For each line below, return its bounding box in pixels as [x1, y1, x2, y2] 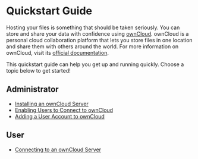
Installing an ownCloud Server [14, 100, 89, 107]
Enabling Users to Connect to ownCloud [14, 106, 114, 114]
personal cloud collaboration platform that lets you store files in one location [6, 36, 193, 43]
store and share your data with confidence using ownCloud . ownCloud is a [6, 30, 189, 37]
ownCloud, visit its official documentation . [6, 49, 109, 56]
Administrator [6, 85, 59, 95]
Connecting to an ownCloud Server [14, 146, 102, 153]
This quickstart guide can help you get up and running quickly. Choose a [6, 61, 184, 68]
